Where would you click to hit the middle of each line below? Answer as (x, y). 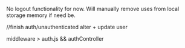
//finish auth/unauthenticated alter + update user (67, 27)
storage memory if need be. (41, 15)
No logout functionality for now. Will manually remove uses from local (93, 9)
